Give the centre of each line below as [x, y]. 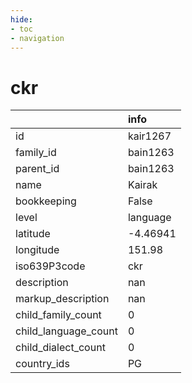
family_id [36, 153]
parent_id [37, 169]
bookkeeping [46, 201]
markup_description [62, 299]
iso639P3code [50, 266]
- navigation [37, 38]
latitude [33, 234]
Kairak [142, 185]
